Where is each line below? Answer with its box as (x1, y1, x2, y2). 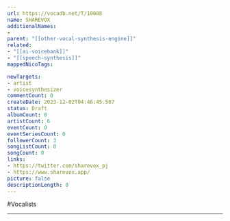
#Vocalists (7, 200, 37, 209)
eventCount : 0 (7, 124, 48, 131)
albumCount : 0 (7, 112, 48, 118)
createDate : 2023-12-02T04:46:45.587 (7, 99, 115, 106)
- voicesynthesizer (7, 86, 63, 93)
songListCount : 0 (7, 143, 57, 151)
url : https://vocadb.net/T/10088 (7, 10, 103, 17)
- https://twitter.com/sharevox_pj (7, 162, 109, 169)
